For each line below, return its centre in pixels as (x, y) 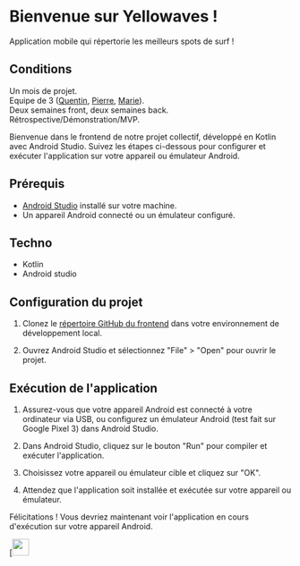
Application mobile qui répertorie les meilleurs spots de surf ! (122, 41)
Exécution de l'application (84, 388)
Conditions (41, 69)
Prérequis (37, 184)
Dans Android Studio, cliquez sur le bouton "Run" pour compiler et (145, 446)
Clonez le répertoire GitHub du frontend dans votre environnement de (150, 324)
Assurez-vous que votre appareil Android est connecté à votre (137, 410)
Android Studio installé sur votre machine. (99, 205)
